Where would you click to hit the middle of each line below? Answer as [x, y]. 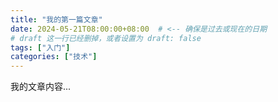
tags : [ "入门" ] [40, 47]
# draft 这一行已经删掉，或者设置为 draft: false [106, 38]
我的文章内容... [41, 87]
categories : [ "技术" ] [54, 57]
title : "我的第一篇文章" [56, 19]
